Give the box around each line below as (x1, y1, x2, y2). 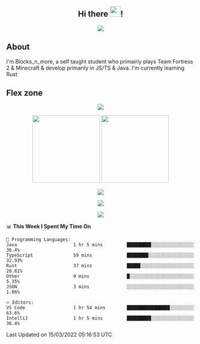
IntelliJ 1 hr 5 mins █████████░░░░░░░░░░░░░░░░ (6, 315, 195, 321)
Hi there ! (77, 9, 124, 19)
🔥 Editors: (6, 300, 34, 306)
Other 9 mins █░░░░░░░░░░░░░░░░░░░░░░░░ (6, 273, 195, 279)
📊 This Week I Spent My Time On (6, 223, 91, 230)
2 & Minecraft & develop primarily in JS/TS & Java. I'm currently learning (6, 64, 184, 71)
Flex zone (6, 88, 43, 98)
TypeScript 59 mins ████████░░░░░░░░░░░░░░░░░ (6, 252, 195, 258)
